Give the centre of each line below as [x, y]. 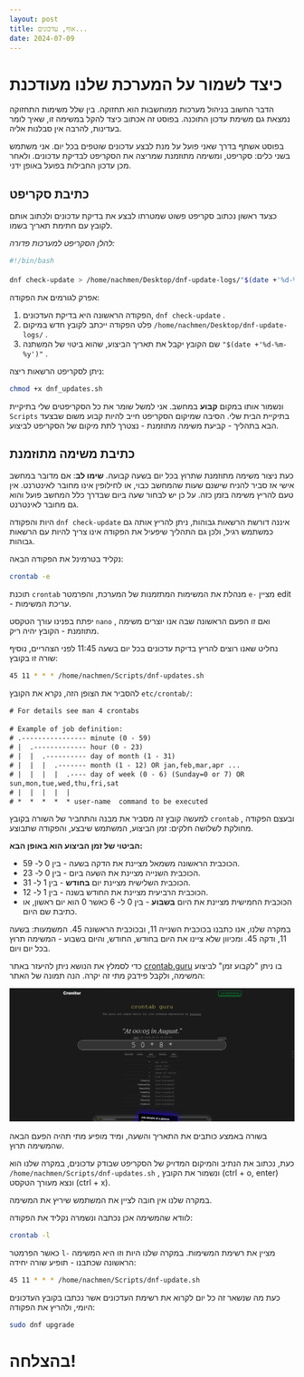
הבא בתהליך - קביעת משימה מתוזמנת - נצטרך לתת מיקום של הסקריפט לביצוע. [144, 425]
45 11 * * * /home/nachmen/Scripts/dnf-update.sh [105, 1280]
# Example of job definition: [66, 729]
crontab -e [30, 577]
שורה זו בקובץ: [34, 659]
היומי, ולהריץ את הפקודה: [52, 1307]
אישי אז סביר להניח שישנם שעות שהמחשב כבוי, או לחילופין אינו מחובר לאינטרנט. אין [152, 485]
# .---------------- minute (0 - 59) [81, 738]
